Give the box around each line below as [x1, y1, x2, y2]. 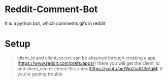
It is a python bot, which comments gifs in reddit [5, 20, 106, 26]
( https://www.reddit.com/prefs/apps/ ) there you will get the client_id [17, 60, 160, 66]
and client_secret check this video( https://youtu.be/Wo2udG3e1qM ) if [17, 65, 163, 71]
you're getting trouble [17, 71, 63, 77]
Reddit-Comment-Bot [5, 4, 98, 15]
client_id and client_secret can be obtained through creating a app [17, 55, 156, 61]
